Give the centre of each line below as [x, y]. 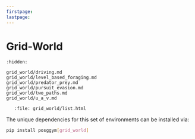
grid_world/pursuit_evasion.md [45, 88]
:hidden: [17, 62]
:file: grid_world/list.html [50, 109]
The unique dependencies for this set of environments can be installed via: [98, 119]
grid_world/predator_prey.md [42, 83]
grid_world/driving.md [34, 72]
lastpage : [18, 17]
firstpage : [20, 12]
